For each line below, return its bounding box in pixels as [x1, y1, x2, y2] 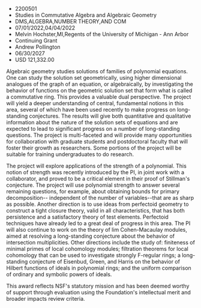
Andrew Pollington [14, 43, 61, 50]
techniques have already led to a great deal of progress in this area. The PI [6, 220, 191, 227]
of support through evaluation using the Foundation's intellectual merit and [6, 289, 191, 296]
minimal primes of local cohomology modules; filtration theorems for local [6, 246, 189, 252]
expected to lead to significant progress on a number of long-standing [6, 125, 180, 132]
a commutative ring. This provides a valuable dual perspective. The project [6, 93, 191, 100]
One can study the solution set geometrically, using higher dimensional [6, 74, 182, 81]
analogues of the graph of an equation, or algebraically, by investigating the [6, 80, 193, 88]
